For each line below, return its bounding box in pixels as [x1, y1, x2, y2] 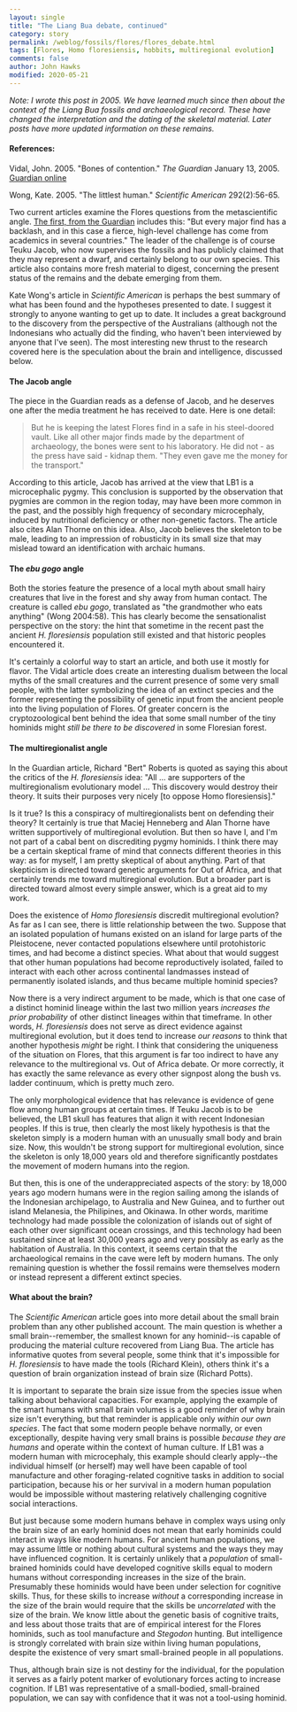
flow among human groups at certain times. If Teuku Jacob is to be [9, 1104, 254, 1114]
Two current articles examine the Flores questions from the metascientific [9, 206, 278, 217]
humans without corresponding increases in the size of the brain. [9, 1571, 247, 1582]
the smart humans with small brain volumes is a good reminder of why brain [9, 1404, 286, 1414]
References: [9, 143, 56, 154]
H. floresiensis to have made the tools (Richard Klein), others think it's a [9, 1359, 270, 1369]
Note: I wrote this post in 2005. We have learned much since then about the [9, 95, 286, 105]
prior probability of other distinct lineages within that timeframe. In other [9, 1011, 272, 1022]
